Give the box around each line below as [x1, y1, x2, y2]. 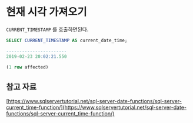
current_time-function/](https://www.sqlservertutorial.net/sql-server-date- [6, 104, 187, 111]
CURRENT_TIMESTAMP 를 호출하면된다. [6, 26, 89, 33]
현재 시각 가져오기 [6, 5, 87, 19]
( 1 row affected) [6, 64, 49, 70]
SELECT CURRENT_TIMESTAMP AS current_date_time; [6, 37, 128, 43]
